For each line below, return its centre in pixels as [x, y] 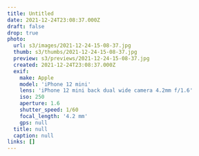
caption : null [34, 135]
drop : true [23, 33]
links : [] [21, 142]
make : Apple [37, 78]
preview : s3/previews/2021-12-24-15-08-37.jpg [82, 59]
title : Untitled [30, 13]
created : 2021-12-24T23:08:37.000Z [65, 65]
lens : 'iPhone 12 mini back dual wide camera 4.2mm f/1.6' [106, 90]
